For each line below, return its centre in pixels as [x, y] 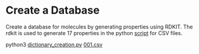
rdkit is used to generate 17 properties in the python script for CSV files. [94, 33]
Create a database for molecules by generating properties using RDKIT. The [99, 27]
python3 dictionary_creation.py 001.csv [54, 45]
